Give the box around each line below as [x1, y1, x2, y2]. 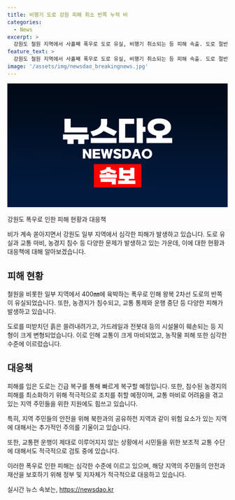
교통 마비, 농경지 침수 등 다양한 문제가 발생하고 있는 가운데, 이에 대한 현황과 [20, 238, 225, 248]
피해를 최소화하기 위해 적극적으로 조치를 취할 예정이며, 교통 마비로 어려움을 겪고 [7, 390, 224, 399]
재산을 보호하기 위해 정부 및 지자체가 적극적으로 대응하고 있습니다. [7, 470, 187, 478]
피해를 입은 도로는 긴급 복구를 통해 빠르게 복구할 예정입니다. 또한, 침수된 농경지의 [7, 382, 227, 390]
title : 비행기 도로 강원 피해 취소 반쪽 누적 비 [7, 11, 128, 18]
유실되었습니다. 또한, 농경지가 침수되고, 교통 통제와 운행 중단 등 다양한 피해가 [14, 299, 224, 307]
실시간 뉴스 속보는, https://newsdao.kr [7, 485, 114, 493]
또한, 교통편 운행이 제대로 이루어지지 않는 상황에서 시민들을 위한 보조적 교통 [7, 438, 213, 446]
